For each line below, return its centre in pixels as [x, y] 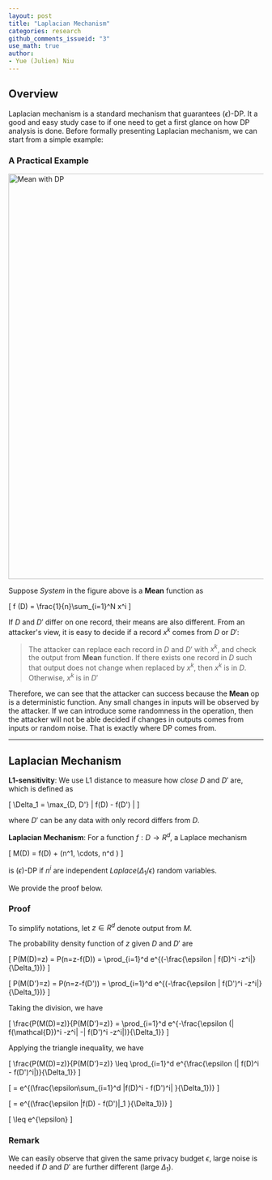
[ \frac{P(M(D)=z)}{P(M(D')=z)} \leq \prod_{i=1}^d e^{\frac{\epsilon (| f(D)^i [134, 1064]
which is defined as [41, 789]
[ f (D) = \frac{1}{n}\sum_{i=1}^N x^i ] [70, 606]
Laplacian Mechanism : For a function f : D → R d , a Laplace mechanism [127, 837]
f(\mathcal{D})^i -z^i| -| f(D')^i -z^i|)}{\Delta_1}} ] [89, 1032]
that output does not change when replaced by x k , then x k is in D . [137, 667]
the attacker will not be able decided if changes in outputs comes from [126, 719]
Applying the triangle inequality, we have [76, 1048]
